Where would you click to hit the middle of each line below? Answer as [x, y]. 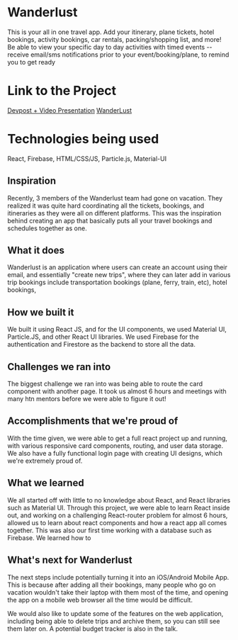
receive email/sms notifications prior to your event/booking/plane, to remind [118, 55]
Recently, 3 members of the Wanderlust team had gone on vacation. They [115, 198]
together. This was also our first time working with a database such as [110, 530]
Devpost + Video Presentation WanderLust [70, 110]
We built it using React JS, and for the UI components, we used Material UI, [117, 330]
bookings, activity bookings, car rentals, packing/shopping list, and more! [114, 39]
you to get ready [31, 62]
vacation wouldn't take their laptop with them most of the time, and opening [118, 592]
